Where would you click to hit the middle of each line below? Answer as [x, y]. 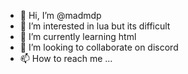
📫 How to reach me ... [66, 58]
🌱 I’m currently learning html [78, 36]
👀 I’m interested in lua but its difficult [95, 26]
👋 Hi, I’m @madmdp [60, 15]
